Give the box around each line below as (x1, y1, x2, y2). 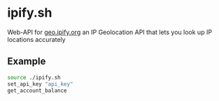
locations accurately (7, 35, 66, 43)
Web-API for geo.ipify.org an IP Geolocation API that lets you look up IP (7, 28, 212, 36)
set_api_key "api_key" (7, 80, 73, 88)
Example (7, 56, 46, 68)
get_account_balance (7, 87, 68, 94)
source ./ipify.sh (7, 74, 61, 81)
